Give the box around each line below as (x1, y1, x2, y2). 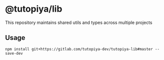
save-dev (5, 51, 23, 56)
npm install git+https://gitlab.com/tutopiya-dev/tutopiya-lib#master (5, 46, 153, 52)
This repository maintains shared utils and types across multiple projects (5, 20, 153, 25)
